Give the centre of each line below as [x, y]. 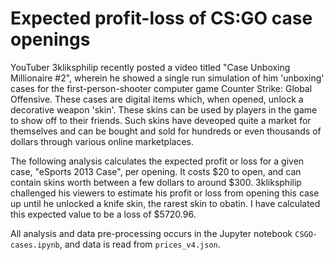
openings [50, 39]
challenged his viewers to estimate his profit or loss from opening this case [165, 193]
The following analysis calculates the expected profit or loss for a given [157, 161]
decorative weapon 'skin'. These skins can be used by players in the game [164, 109]
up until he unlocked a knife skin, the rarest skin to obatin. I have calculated [165, 203]
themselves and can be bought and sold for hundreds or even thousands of [166, 131]
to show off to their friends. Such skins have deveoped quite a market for [161, 120]
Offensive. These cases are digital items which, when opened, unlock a [157, 99]
